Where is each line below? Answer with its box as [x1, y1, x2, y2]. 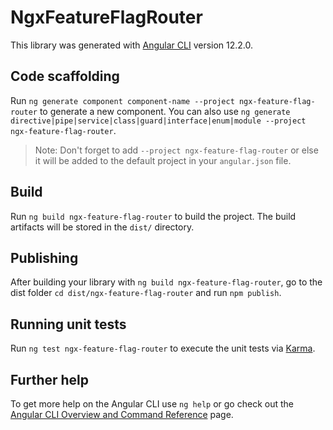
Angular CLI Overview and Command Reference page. [10, 409, 234, 420]
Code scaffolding [10, 68, 120, 85]
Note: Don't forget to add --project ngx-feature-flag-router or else [34, 144, 319, 156]
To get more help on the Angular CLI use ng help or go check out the [10, 398, 294, 410]
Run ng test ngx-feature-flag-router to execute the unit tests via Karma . [10, 342, 316, 355]
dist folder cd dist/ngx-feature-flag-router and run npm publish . [10, 287, 282, 299]
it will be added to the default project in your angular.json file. [34, 154, 292, 166]
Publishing [10, 249, 79, 266]
